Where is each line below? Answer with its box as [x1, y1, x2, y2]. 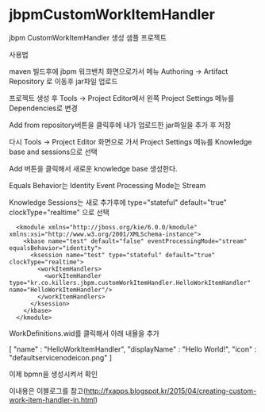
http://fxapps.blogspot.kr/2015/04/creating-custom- [85, 386, 257, 395]
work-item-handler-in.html [9, 395, 96, 404]
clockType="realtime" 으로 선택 [9, 207, 110, 217]
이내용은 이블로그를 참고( [9, 386, 86, 395]
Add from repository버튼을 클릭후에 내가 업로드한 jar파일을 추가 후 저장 [9, 120, 232, 129]
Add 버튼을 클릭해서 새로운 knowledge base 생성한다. [9, 164, 178, 173]
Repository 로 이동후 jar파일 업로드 [9, 76, 118, 86]
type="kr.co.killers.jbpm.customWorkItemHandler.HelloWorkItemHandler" [9, 279, 251, 287]
